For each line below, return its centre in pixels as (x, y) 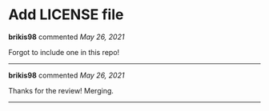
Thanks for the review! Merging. (61, 90)
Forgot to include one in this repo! (64, 52)
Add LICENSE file (66, 15)
